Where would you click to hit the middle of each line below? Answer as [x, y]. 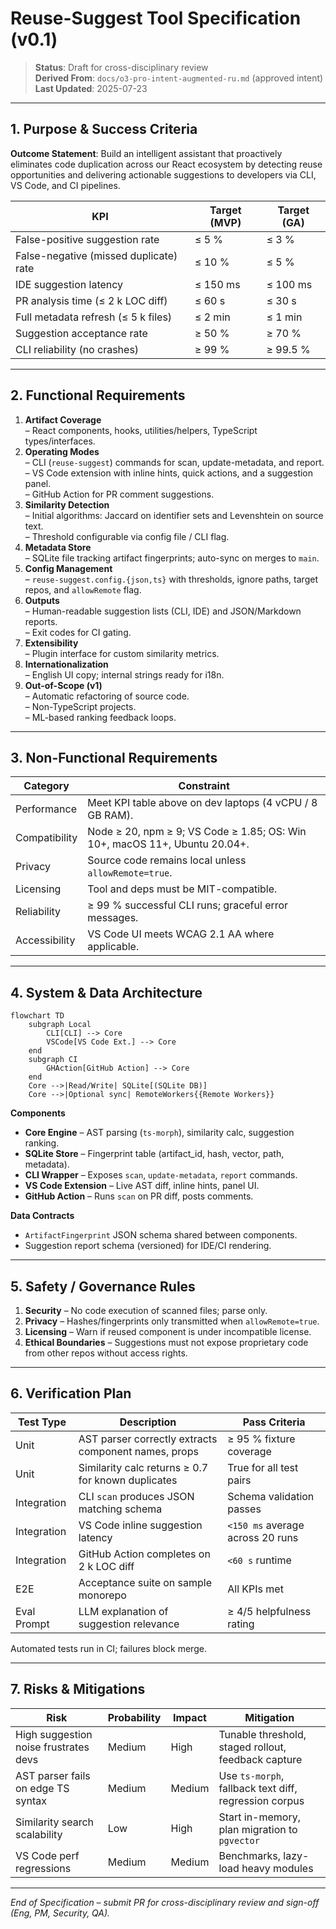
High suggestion [54, 1734]
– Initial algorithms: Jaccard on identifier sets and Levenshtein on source [174, 515]
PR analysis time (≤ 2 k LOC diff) [91, 300]
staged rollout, [252, 1747]
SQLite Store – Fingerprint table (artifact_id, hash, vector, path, [154, 1154]
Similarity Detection [67, 504]
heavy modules [277, 1868]
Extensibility [51, 643]
